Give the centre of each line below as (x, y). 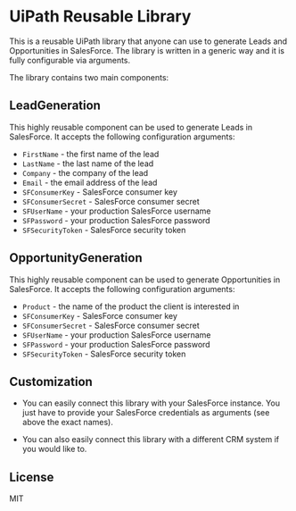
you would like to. (54, 449)
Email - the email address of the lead (90, 182)
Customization (51, 381)
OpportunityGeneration (76, 258)
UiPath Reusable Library (100, 17)
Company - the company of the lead (85, 172)
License (32, 477)
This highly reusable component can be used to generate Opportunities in (145, 280)
